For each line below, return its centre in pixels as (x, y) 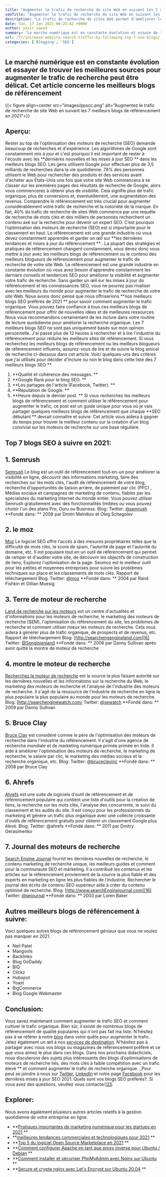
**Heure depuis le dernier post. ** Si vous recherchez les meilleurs (81, 396)
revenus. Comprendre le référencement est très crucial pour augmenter (78, 201)
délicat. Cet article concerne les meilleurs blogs (80, 86)
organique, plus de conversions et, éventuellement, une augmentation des (81, 196)
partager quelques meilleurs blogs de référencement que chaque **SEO (86, 411)
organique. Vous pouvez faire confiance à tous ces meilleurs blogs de (76, 307)
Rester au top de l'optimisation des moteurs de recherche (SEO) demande (80, 143)
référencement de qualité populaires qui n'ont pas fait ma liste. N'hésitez (79, 1031)
